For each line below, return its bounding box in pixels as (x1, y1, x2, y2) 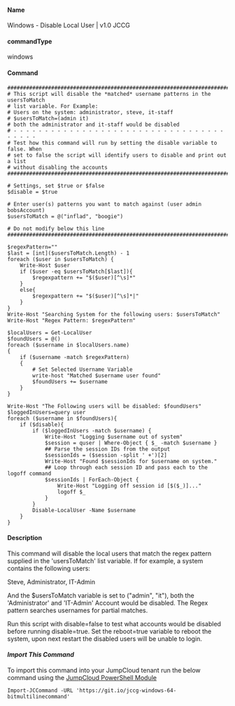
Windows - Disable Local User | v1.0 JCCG (7, 21, 131, 29)
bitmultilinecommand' (7, 693, 71, 700)
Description (7, 534, 43, 542)
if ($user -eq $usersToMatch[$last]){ (20, 268, 133, 275)
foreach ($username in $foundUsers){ (7, 415, 117, 422)
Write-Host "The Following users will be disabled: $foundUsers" (7, 402, 201, 409)
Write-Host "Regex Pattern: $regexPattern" (7, 317, 136, 324)
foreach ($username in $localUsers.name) (7, 341, 130, 348)
